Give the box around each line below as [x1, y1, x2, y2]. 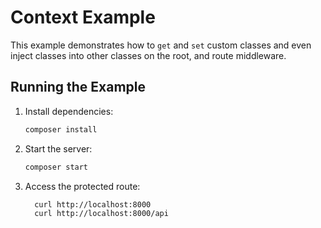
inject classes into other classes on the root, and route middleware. [10, 49, 287, 61]
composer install [24, 124, 98, 135]
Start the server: [24, 142, 93, 155]
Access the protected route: [24, 180, 141, 192]
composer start [24, 162, 89, 172]
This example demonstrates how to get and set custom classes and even [10, 39, 312, 51]
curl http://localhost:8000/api [34, 209, 169, 219]
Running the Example [10, 79, 147, 96]
